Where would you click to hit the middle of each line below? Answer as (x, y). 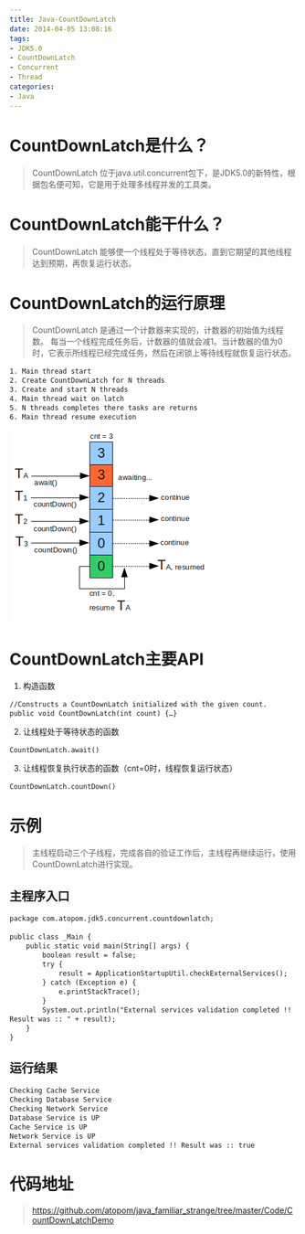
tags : (20, 38)
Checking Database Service (61, 1100)
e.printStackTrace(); (100, 992)
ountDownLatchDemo (73, 1219)
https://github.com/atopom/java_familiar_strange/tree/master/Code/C (163, 1210)
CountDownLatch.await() (55, 750)
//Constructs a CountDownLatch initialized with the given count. (138, 705)
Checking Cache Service (55, 1090)
